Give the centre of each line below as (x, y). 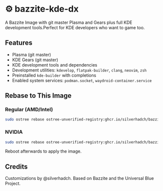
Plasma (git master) (32, 54)
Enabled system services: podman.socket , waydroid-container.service (82, 80)
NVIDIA (14, 132)
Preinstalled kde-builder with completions (54, 75)
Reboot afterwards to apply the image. (43, 151)
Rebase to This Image (38, 96)
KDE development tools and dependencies (55, 65)
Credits (16, 166)
